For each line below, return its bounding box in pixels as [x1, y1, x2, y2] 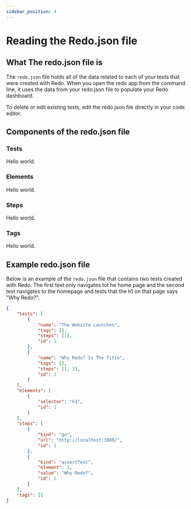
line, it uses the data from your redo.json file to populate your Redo [6, 86, 169, 93]
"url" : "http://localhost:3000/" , [37, 438, 123, 443]
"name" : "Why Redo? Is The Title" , [37, 355, 126, 361]
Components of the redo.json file [6, 127, 130, 137]
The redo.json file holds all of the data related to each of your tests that [6, 73, 180, 80]
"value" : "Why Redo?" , [37, 470, 94, 476]
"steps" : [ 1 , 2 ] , [37, 366, 81, 372]
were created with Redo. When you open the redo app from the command [6, 79, 186, 86]
